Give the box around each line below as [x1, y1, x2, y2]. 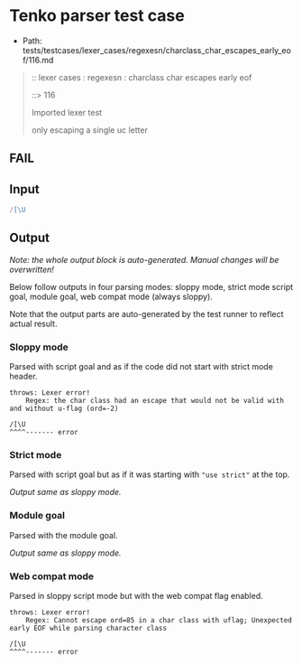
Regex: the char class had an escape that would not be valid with [25, 397, 284, 406]
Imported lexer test [31, 107, 102, 117]
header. [9, 371, 38, 382]
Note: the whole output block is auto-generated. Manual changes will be [9, 254, 279, 265]
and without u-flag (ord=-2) [9, 404, 119, 414]
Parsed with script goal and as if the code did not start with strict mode [9, 361, 273, 372]
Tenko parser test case [9, 5, 185, 26]
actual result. [9, 318, 58, 329]
